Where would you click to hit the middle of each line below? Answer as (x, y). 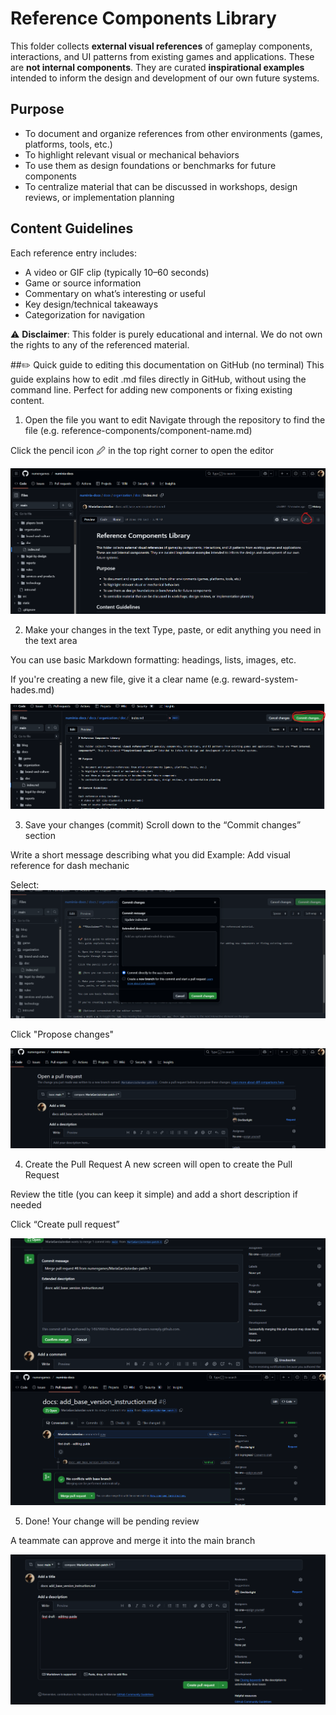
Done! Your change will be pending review (112, 1521)
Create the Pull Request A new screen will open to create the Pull (158, 1164)
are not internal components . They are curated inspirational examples (157, 67)
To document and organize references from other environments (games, (173, 133)
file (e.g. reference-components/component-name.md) (138, 430)
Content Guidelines (72, 228)
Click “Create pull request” (65, 1224)
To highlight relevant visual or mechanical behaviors (132, 154)
